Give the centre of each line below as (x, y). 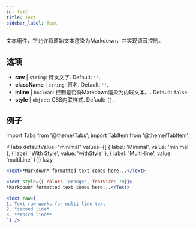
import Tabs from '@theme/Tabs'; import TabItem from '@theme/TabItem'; (98, 135)
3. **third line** (29, 215)
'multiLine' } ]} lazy (29, 160)
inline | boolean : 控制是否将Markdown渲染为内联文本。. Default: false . (102, 92)
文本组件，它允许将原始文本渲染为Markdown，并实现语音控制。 (85, 41)
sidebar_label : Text (32, 23)
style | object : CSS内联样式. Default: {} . (64, 100)
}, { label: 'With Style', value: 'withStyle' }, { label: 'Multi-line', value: (89, 153)
